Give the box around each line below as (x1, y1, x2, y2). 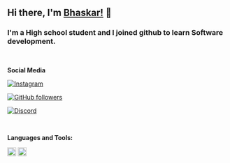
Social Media (7, 65, 46, 74)
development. (7, 36, 56, 46)
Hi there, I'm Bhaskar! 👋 (7, 7, 112, 19)
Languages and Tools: (7, 133, 73, 141)
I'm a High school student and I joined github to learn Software (7, 28, 224, 38)
